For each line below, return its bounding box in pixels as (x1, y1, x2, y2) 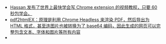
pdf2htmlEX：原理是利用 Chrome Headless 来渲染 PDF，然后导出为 (10, 17, 150, 22)
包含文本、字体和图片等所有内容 (14, 29, 81, 35)
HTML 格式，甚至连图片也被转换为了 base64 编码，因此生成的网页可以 (10, 23, 156, 29)
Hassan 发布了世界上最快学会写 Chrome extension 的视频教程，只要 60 (10, 4, 157, 10)
